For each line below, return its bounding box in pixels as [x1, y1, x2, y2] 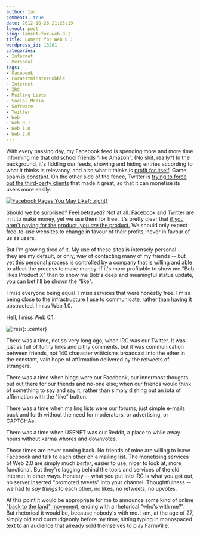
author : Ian [6, 8, 36, 15]
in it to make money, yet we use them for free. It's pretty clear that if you [6, 215, 184, 222]
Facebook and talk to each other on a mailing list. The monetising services [6, 453, 189, 460]
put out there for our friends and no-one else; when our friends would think [6, 380, 192, 387]
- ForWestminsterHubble [6, 75, 66, 81]
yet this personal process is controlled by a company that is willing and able [6, 259, 193, 266]
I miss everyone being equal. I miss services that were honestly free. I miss [6, 289, 191, 296]
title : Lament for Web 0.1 [6, 37, 73, 42]
